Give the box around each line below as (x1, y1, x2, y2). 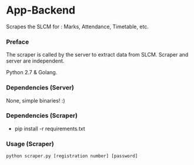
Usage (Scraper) (6, 140, 54, 148)
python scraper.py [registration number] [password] (6, 153, 138, 159)
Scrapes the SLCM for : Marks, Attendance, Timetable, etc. (6, 23, 149, 30)
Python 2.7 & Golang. (6, 69, 58, 76)
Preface (6, 38, 29, 46)
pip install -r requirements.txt (14, 125, 85, 132)
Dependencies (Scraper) (6, 111, 78, 120)
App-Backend (6, 4, 75, 17)
